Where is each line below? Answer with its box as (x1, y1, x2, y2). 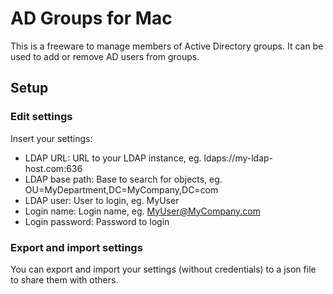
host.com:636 (24, 162, 83, 174)
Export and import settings (10, 240, 143, 254)
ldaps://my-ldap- (203, 152, 274, 164)
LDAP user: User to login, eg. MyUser (24, 194, 180, 206)
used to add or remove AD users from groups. (10, 50, 200, 62)
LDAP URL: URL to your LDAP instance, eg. (24, 152, 202, 164)
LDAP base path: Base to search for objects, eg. (24, 173, 223, 185)
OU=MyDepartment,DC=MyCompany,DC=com (24, 183, 219, 196)
